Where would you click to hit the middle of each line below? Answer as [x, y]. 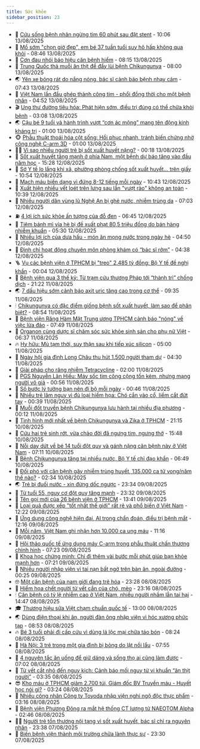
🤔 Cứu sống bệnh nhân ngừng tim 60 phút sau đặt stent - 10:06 [93, 34]
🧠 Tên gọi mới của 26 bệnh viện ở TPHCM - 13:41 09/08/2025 [91, 499]
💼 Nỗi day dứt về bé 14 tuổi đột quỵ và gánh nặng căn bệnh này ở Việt [101, 446]
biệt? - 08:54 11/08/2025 [45, 312]
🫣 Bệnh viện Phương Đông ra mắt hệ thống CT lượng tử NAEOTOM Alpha [104, 708]
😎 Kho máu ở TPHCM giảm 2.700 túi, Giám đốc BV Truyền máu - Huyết [103, 683]
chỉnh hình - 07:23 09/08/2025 [53, 550]
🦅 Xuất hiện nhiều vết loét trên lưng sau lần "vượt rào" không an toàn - [101, 188]
